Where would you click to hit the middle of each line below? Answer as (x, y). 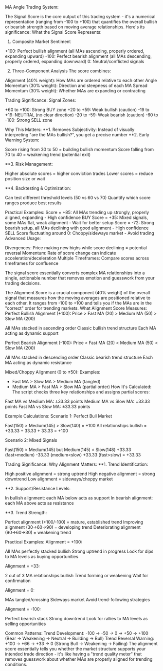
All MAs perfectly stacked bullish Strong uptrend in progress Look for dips (79, 551)
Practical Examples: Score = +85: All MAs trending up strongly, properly (77, 212)
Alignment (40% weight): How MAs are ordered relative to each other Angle (81, 80)
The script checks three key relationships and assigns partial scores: (81, 392)
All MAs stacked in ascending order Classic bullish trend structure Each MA (81, 328)
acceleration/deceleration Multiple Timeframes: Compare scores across (77, 258)
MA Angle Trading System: (32, 7)
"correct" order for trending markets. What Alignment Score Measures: (76, 308)
